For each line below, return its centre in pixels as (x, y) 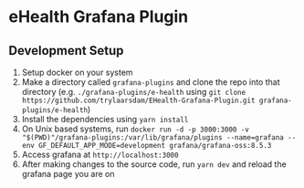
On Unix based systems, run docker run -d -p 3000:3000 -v (136, 129)
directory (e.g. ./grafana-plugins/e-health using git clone (134, 92)
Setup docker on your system (77, 72)
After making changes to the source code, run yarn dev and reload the (154, 164)
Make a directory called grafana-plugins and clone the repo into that (151, 82)
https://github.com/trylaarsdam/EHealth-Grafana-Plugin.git (138, 100)
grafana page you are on (68, 174)
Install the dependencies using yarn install (105, 119)
